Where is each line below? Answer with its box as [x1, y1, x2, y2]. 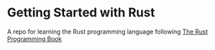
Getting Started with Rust [7, 5, 155, 21]
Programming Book [7, 34, 62, 42]
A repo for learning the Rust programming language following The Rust [7, 27, 208, 36]
